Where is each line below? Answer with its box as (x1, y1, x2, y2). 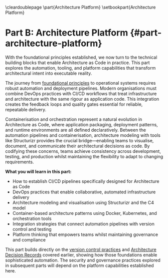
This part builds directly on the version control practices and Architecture (5, 246, 156, 252)
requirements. (5, 159, 34, 165)
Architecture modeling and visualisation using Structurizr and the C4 (12, 199, 154, 205)
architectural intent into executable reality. (5, 70, 92, 76)
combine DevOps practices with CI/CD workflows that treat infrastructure (5, 90, 157, 97)
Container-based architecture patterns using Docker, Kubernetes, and (12, 210, 157, 216)
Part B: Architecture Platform (5, 27, 128, 39)
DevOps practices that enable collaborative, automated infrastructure (12, 189, 156, 195)
